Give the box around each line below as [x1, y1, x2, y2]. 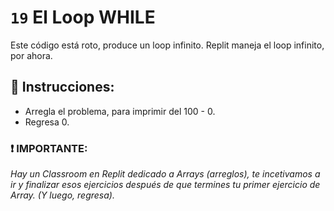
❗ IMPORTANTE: [10, 141, 88, 155]
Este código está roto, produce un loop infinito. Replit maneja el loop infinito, [10, 39, 325, 51]
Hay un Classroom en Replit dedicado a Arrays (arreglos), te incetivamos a [10, 168, 321, 180]
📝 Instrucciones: [10, 79, 115, 96]
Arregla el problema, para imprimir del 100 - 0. [24, 105, 216, 117]
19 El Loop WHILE [10, 6, 156, 29]
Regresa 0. [24, 116, 70, 128]
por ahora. [10, 49, 53, 61]
